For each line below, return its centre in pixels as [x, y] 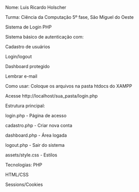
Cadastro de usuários [28, 47]
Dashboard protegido [27, 66]
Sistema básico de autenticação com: [44, 37]
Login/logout [19, 56]
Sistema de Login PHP [28, 27]
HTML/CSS [17, 174]
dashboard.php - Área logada [36, 135]
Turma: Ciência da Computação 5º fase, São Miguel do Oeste [69, 17]
